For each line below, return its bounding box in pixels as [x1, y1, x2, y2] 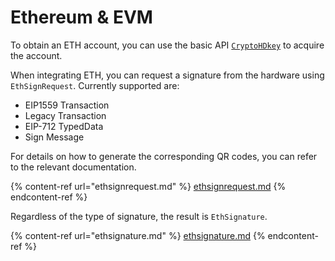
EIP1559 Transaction [24, 99, 110, 111]
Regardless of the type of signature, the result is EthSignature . [10, 210, 268, 222]
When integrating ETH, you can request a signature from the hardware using [10, 69, 325, 81]
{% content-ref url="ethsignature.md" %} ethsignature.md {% [10, 229, 266, 241]
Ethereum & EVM [10, 6, 153, 29]
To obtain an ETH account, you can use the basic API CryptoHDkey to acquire [10, 39, 325, 51]
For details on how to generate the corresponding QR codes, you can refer [10, 150, 318, 162]
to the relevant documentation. [10, 161, 137, 173]
